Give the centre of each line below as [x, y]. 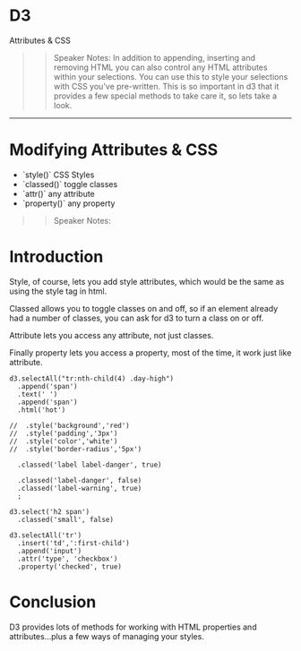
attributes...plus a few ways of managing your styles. [107, 636]
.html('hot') [42, 410]
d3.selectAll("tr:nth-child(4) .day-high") [92, 378]
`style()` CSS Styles [58, 175]
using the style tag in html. [58, 291]
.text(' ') [38, 394]
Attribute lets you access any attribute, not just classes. [112, 335]
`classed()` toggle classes [70, 184]
